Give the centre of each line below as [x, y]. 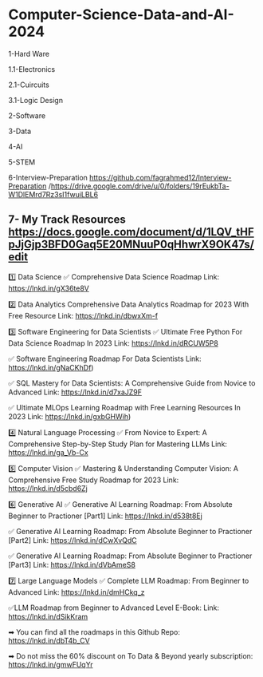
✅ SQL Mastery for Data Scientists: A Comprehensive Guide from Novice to [132, 383]
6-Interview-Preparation [48, 177]
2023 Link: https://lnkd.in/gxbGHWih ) [70, 416]
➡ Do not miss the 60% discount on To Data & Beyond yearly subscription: [131, 655]
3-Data [20, 131]
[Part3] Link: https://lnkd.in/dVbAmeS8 [72, 564]
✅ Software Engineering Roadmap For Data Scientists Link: [105, 358]
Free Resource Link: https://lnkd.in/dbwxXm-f [83, 315]
